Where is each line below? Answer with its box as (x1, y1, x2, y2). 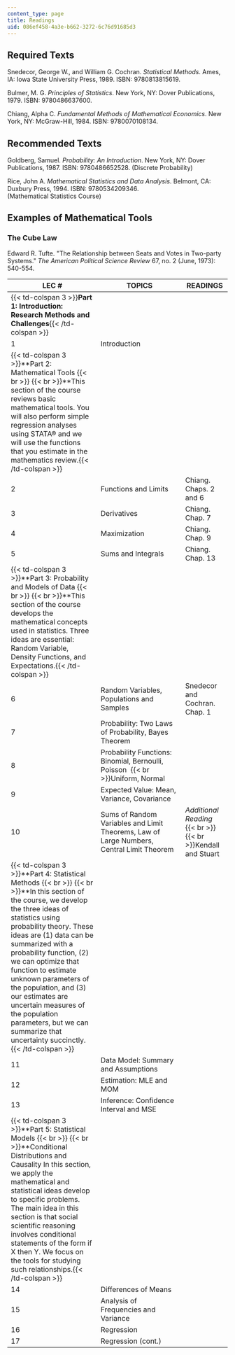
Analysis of (100, 1296, 138, 1305)
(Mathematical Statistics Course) (7, 192, 101, 200)
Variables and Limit (100, 818, 164, 828)
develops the (10, 608, 54, 618)
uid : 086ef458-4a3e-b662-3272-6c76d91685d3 (7, 23, 136, 30)
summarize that (10, 1026, 62, 1036)
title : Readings (7, 17, 55, 24)
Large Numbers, (100, 836, 154, 845)
